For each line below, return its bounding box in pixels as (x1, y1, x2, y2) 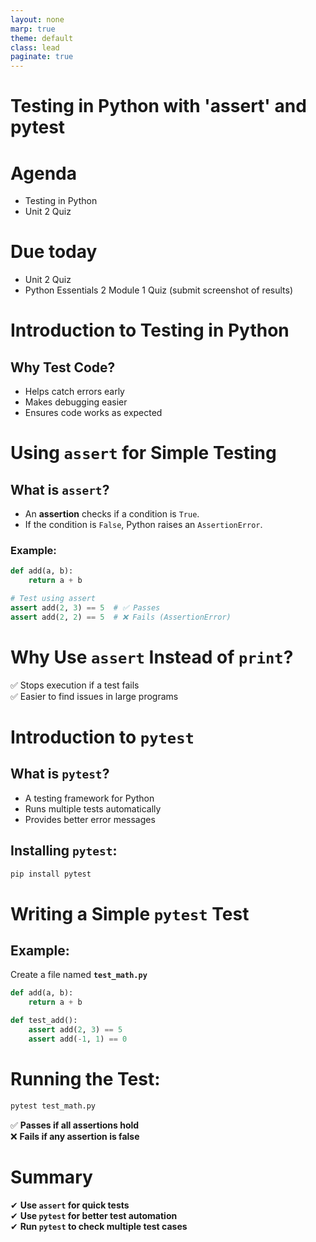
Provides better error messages (24, 813, 156, 825)
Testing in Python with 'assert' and (10, 95, 307, 118)
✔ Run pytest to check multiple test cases (10, 1220, 188, 1232)
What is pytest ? (10, 766, 110, 783)
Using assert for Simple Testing (10, 442, 277, 465)
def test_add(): (10, 1016, 78, 1026)
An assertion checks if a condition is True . (24, 508, 200, 520)
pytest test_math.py (10, 1101, 97, 1111)
